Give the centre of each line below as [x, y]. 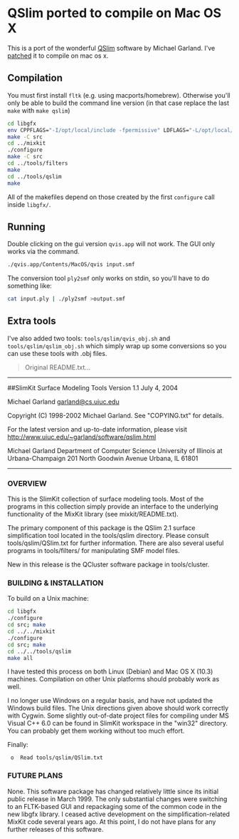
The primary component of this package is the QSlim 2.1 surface [101, 528]
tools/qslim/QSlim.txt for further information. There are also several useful [116, 543]
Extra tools [32, 321]
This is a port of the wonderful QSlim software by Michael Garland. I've [111, 48]
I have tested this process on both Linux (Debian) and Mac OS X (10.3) [110, 671]
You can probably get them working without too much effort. [96, 731]
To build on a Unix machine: [48, 599]
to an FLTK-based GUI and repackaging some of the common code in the [115, 806]
